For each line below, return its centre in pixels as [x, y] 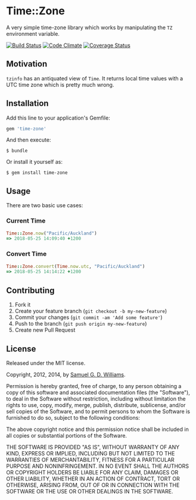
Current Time [26, 221]
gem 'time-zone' [26, 129]
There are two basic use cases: [45, 205]
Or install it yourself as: [34, 162]
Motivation [27, 64]
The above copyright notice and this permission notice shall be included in [97, 429]
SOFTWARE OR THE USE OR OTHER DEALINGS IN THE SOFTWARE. [90, 491]
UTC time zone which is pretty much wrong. [60, 85]
